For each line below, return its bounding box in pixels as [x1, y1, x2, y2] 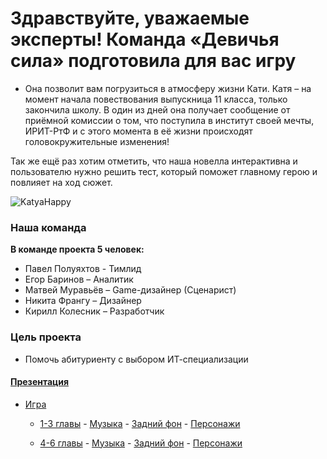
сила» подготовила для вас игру [10, 50, 297, 72]
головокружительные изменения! [24, 135, 170, 147]
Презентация [10, 376, 69, 388]
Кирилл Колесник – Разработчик [24, 305, 165, 317]
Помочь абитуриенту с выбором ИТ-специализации [24, 353, 249, 365]
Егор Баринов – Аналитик [24, 273, 134, 286]
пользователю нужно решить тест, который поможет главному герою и [10, 165, 318, 177]
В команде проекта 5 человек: [10, 243, 145, 256]
